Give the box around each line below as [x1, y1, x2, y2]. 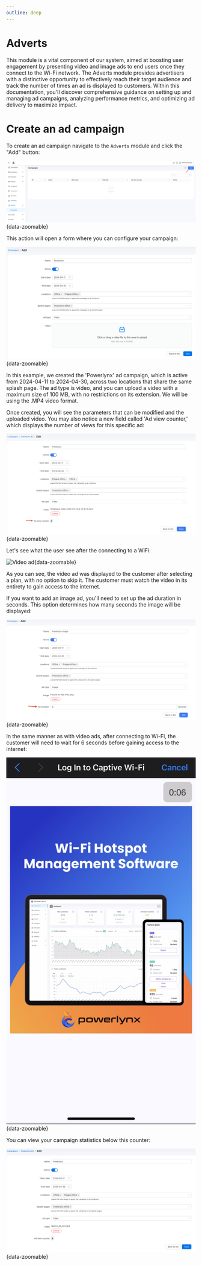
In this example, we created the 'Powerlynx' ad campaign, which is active [6, 371, 188, 378]
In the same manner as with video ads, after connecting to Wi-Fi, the [6, 732, 176, 740]
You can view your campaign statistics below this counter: [6, 1137, 150, 1144]
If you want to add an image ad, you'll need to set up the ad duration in [6, 594, 182, 602]
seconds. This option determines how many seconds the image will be [6, 601, 181, 608]
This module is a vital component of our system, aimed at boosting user [6, 56, 184, 63]
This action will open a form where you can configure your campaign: [6, 235, 179, 242]
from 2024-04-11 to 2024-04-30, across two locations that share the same [6, 378, 192, 385]
